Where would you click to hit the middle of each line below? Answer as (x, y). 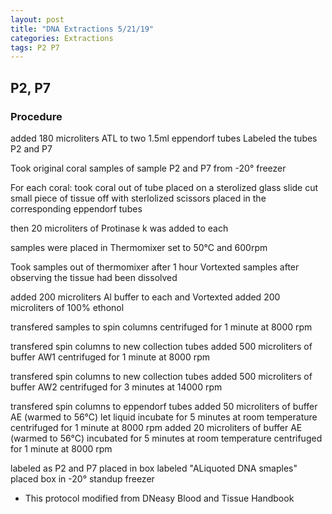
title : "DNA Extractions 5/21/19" (82, 29)
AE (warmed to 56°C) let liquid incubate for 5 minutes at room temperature (164, 417)
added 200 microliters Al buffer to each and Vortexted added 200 (145, 297)
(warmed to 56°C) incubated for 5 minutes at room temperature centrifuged (166, 438)
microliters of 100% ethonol (67, 307)
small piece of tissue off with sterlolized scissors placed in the (138, 198)
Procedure (36, 116)
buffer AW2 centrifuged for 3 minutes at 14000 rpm (116, 387)
